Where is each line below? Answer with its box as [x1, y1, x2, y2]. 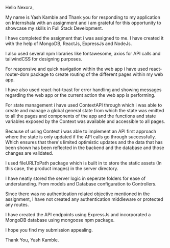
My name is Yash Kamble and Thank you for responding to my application [5, 14, 161, 20]
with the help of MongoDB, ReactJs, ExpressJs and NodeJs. [5, 40, 132, 47]
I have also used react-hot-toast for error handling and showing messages [5, 87, 162, 93]
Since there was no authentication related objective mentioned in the [5, 191, 150, 197]
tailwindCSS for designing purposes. [5, 56, 83, 62]
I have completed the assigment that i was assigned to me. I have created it [5, 35, 164, 41]
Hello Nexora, [5, 5, 34, 10]
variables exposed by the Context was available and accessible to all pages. [5, 118, 165, 125]
